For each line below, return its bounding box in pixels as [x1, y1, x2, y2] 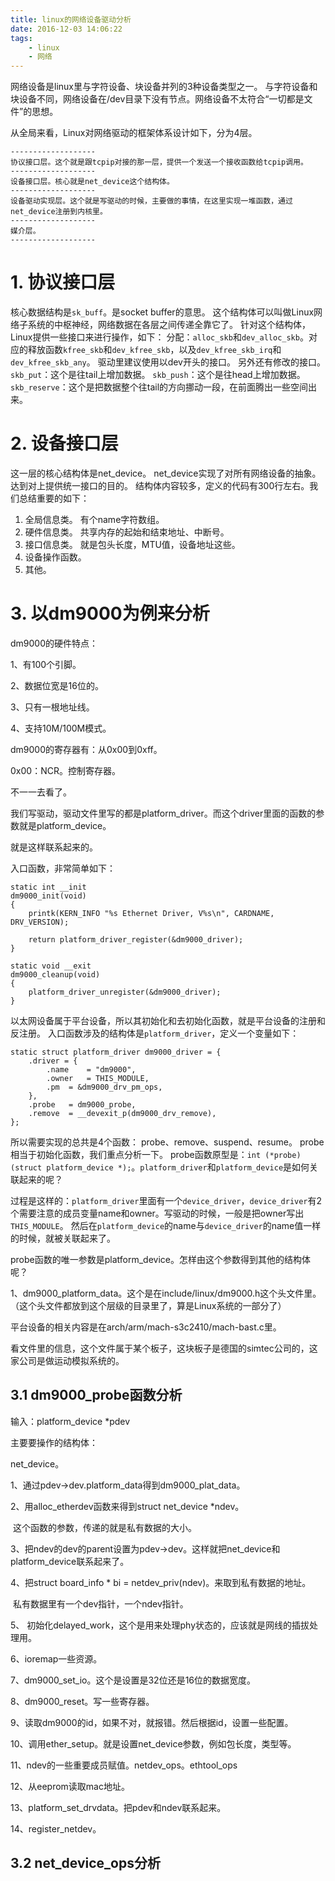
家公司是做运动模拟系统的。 [10, 1354, 125, 1366]
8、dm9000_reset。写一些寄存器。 [10, 1695, 155, 1707]
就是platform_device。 [18, 819, 112, 831]
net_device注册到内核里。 [10, 207, 108, 217]
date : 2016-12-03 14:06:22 [10, 24, 123, 34]
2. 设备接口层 [10, 432, 119, 455]
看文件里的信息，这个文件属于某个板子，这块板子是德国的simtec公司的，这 [10, 1342, 318, 1354]
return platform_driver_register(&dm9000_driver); [28, 934, 244, 945]
